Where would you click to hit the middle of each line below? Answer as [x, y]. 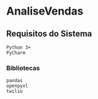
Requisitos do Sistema [49, 34]
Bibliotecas [23, 68]
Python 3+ [19, 47]
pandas [15, 81]
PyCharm [16, 53]
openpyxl [17, 86]
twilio [15, 91]
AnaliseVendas [45, 11]
